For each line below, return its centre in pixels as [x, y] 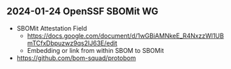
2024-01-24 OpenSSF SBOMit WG [82, 11]
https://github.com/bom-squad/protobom [76, 58]
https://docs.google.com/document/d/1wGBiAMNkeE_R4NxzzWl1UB [125, 36]
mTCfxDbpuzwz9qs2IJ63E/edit [72, 43]
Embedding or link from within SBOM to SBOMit [96, 50]
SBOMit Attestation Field [52, 28]
